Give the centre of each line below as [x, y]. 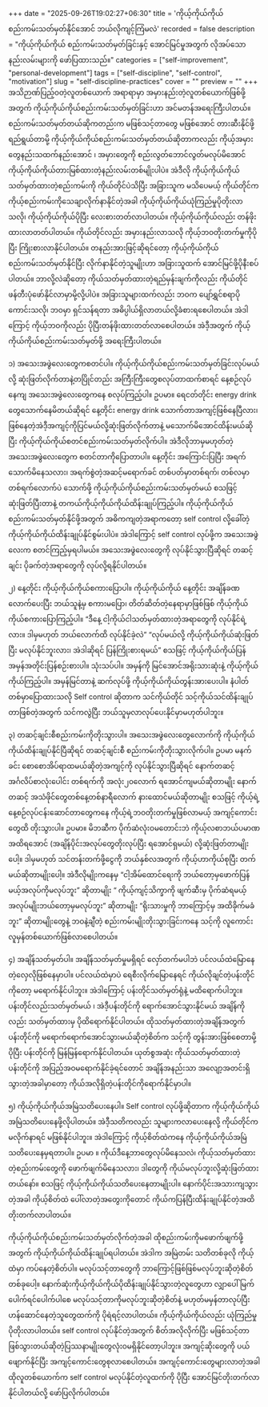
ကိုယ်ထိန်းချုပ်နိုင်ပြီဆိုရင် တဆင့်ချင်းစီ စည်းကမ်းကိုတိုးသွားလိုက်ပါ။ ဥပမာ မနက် [130, 750]
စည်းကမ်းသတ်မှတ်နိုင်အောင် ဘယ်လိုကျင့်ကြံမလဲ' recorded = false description [132, 29]
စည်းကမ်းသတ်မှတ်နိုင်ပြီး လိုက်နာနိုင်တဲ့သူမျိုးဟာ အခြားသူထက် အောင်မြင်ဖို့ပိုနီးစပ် [134, 263]
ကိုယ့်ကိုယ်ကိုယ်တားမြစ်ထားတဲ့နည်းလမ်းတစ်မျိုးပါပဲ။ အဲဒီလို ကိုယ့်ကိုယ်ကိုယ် [124, 170]
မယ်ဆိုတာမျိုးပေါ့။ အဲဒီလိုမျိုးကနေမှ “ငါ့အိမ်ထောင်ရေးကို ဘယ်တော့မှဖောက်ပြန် [129, 875]
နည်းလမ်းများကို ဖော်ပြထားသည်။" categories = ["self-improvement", [118, 60]
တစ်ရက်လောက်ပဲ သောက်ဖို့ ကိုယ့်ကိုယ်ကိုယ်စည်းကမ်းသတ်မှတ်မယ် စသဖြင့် [123, 488]
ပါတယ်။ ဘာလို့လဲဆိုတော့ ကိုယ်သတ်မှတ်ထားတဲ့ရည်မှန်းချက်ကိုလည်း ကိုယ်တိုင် [128, 279]
